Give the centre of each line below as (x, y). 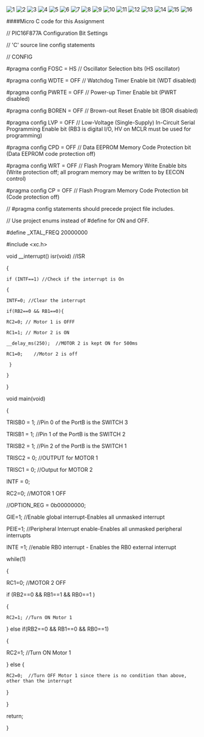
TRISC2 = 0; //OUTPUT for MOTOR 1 (52, 458)
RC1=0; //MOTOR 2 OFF (36, 583)
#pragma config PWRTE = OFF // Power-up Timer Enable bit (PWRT (92, 92)
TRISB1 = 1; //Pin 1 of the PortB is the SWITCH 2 (66, 434)
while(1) (16, 559)
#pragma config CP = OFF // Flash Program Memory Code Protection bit (97, 190)
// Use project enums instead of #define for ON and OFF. (78, 221)
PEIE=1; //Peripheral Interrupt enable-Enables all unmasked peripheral (94, 529)
